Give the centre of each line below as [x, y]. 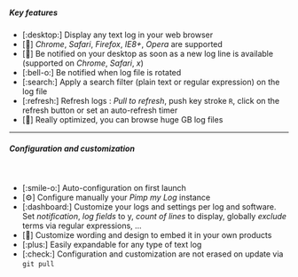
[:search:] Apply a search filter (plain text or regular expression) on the [151, 82]
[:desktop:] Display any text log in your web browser [118, 35]
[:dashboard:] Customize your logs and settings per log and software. [149, 206]
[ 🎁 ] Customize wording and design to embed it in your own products [147, 234]
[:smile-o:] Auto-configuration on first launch [104, 187]
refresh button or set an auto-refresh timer [100, 110]
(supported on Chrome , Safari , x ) [83, 63]
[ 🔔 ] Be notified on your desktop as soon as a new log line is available [147, 53]
